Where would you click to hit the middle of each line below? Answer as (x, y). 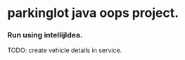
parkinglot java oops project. (93, 13)
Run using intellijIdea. (45, 35)
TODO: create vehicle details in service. (65, 50)
